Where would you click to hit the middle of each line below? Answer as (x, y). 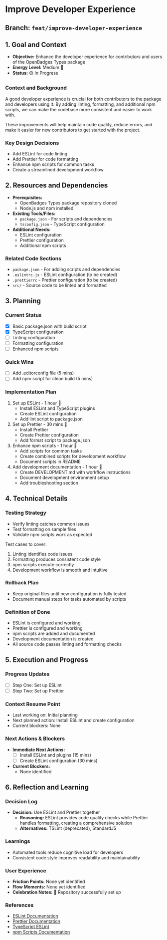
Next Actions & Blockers (35, 739)
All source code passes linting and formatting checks (67, 644)
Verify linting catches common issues (51, 524)
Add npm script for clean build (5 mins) (53, 379)
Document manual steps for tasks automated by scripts (69, 599)
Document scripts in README (50, 461)
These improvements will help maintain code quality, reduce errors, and (79, 124)
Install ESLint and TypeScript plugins (57, 408)
